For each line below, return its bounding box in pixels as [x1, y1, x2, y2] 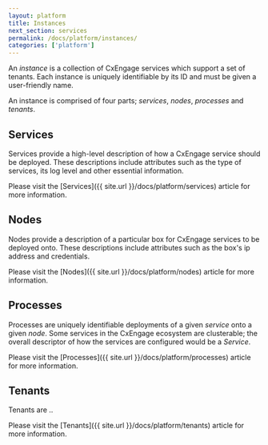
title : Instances [8, 19, 66, 27]
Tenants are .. [8, 405, 54, 415]
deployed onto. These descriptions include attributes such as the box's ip [8, 243, 250, 252]
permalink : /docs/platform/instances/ [8, 34, 138, 42]
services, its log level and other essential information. [8, 166, 184, 175]
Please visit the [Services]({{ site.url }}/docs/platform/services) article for [8, 181, 250, 190]
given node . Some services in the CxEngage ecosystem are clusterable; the [8, 328, 258, 338]
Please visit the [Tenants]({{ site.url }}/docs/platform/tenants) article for [8, 421, 245, 431]
